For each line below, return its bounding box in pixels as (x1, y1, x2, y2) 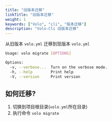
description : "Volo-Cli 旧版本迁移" (5, 26, 79, 31)
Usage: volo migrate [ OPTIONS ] (5, 51, 71, 56)
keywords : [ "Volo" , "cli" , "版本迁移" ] (5, 21, 87, 27)
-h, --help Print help (10, 69, 73, 74)
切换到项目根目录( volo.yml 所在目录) (12, 104, 88, 110)
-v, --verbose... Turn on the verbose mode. (10, 64, 108, 70)
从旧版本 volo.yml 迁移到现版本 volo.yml (5, 41, 90, 47)
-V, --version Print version (10, 74, 81, 79)
